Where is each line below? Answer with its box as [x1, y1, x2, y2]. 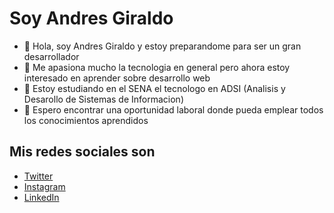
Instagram [23, 180, 66, 192]
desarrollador [23, 50, 80, 62]
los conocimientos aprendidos [23, 114, 149, 126]
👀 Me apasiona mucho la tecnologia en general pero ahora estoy [23, 61, 291, 73]
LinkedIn [23, 191, 60, 203]
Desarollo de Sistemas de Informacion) [23, 93, 184, 105]
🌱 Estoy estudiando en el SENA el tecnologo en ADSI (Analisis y [23, 82, 286, 94]
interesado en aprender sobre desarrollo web [23, 72, 211, 84]
